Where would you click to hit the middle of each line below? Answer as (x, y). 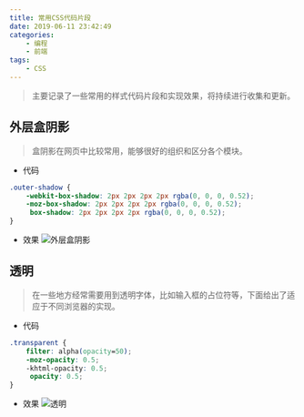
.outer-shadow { (40, 188)
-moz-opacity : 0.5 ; (63, 360)
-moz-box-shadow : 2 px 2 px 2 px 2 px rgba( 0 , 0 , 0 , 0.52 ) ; (134, 204)
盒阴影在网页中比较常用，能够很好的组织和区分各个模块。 (139, 150)
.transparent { (38, 342)
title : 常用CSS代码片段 (50, 18)
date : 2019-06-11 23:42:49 (61, 26)
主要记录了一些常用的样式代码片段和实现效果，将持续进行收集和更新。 (163, 96)
